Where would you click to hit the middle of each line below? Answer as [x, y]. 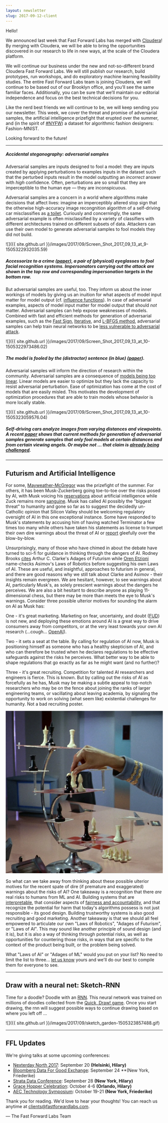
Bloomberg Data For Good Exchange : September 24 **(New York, [81, 1070]
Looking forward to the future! [37, 138]
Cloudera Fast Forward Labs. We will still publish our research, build [75, 71]
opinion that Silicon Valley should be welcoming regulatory [85, 512]
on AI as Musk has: [25, 606]
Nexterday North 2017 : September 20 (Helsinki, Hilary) [70, 1065]
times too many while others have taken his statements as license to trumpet [84, 528]
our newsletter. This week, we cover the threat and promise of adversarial [82, 113]
